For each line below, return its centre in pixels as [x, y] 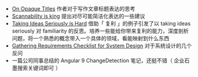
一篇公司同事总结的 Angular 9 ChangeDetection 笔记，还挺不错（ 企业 [98, 60]
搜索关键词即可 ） [39, 68]
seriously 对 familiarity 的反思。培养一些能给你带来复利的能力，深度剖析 [100, 31]
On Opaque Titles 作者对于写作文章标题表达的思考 [74, 9]
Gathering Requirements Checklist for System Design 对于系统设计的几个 [102, 46]
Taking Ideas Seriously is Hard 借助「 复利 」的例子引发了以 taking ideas [101, 23]
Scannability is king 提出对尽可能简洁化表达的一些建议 [78, 16]
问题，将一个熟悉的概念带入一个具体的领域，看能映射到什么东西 [90, 38]
